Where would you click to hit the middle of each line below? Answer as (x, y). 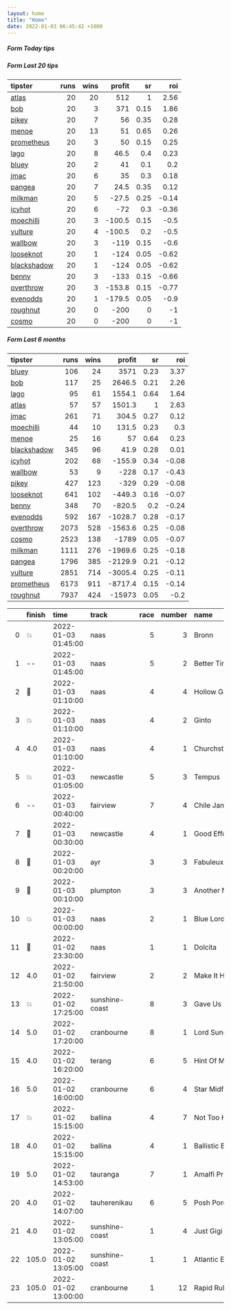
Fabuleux (209, 862)
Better (204, 663)
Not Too (207, 1117)
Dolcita (205, 947)
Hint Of (205, 1060)
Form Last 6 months (36, 340)
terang (101, 1060)
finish (36, 614)
